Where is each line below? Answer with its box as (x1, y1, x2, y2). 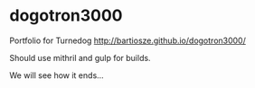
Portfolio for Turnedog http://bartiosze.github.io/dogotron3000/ (9, 35, 246, 46)
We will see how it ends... (9, 69, 104, 81)
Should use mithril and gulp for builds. (9, 52, 151, 63)
